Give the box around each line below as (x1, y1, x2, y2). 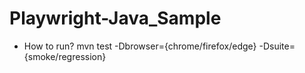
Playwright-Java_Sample (9, 7, 222, 30)
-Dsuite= (258, 40, 296, 52)
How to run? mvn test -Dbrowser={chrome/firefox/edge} (23, 40, 257, 52)
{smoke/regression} (23, 50, 107, 62)
